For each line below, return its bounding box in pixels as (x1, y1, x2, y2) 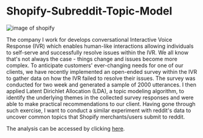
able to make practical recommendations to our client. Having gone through (6, 100, 196, 107)
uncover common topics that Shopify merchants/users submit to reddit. (6, 113, 185, 120)
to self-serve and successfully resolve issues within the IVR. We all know (6, 48, 189, 56)
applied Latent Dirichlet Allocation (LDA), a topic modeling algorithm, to (6, 87, 184, 94)
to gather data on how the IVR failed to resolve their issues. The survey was (6, 74, 196, 82)
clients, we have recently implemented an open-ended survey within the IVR (6, 68, 198, 75)
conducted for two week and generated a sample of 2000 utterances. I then (6, 80, 196, 88)
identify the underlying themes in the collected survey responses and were (6, 94, 194, 101)
